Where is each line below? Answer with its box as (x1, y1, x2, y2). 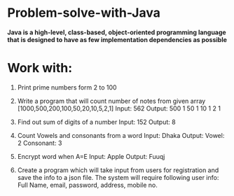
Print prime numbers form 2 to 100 (17, 83, 117, 92)
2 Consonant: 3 (17, 139, 62, 147)
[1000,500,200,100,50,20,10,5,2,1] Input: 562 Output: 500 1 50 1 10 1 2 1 (17, 104, 221, 113)
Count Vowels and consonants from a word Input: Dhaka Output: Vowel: (17, 131, 225, 139)
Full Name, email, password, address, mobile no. (17, 181, 158, 189)
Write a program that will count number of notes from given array (17, 97, 206, 105)
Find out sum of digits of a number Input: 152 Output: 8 (17, 118, 177, 126)
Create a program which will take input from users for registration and (17, 166, 219, 174)
